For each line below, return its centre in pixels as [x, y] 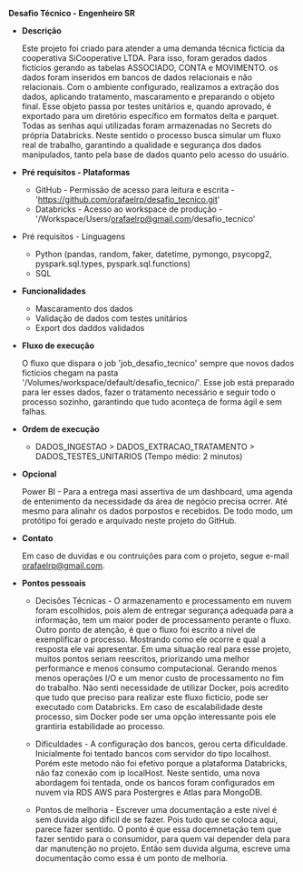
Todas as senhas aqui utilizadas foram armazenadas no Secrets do [147, 125]
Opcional [39, 474]
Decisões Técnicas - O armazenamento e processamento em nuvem [163, 601]
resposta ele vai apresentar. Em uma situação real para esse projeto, [163, 649]
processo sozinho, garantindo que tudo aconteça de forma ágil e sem [151, 402]
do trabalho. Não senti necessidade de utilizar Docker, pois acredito [162, 687]
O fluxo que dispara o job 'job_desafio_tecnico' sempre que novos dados [158, 363]
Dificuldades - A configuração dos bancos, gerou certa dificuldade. [161, 744]
